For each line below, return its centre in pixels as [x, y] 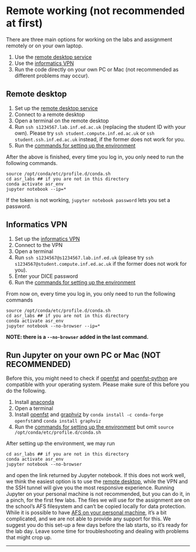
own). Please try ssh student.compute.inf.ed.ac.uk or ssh [84, 133]
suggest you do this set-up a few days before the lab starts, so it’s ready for [97, 525]
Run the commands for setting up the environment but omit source [94, 427]
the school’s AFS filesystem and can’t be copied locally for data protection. [96, 506]
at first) [24, 23]
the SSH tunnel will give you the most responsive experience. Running [90, 488]
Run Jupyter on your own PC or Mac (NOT [83, 355]
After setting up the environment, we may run [61, 444]
